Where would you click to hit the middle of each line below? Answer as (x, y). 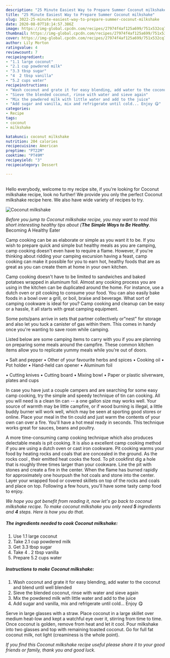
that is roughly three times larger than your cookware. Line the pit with (79, 464)
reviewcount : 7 (22, 52)
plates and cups (22, 380)
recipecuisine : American (32, 146)
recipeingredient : (25, 57)
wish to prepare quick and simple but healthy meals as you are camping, (81, 245)
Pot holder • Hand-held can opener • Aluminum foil (59, 365)
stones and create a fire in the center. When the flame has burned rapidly (82, 470)
